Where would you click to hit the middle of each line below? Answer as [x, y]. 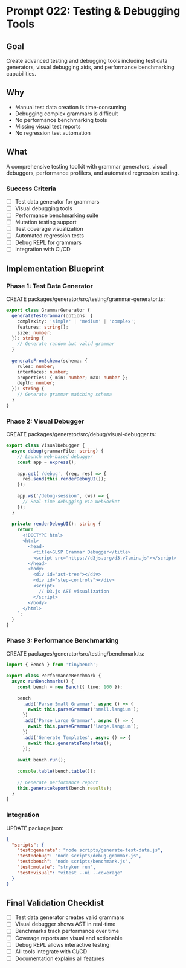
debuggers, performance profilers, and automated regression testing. [93, 173]
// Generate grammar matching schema [65, 395]
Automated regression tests [50, 236]
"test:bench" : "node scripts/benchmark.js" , [74, 862]
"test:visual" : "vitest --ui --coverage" [70, 873]
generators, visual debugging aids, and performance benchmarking [90, 67]
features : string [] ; [43, 327]
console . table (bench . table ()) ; [56, 772]
